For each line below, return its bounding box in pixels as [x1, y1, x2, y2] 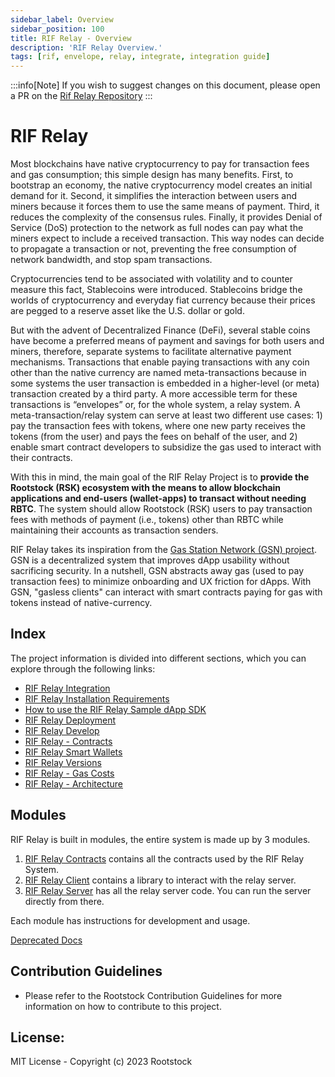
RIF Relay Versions [24, 756, 102, 768]
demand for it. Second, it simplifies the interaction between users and [10, 190, 297, 202]
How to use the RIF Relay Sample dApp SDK [24, 703, 207, 715]
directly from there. [24, 895, 105, 907]
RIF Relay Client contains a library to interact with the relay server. [24, 874, 297, 886]
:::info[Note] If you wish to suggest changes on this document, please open [10, 79, 321, 91]
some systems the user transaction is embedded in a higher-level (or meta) [10, 377, 320, 390]
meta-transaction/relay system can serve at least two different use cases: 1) [10, 409, 323, 421]
